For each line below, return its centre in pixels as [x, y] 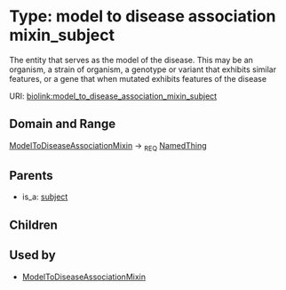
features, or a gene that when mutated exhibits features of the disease [138, 78]
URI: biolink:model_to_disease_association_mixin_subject [113, 96]
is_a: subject [45, 197]
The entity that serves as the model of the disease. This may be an [131, 60]
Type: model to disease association [143, 16]
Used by [32, 255]
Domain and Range [63, 124]
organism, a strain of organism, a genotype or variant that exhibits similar [143, 69]
